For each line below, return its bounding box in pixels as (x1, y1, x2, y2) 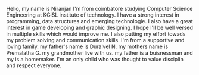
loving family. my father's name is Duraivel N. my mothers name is (6, 43, 169, 50)
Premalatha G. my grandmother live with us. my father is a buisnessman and (6, 49, 193, 56)
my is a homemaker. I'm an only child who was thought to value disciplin (6, 56, 184, 62)
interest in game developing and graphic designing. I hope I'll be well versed (6, 24, 194, 31)
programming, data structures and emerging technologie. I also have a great (6, 18, 194, 24)
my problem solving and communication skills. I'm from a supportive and (6, 37, 185, 43)
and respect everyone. (6, 62, 62, 69)
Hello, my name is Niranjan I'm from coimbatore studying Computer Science (6, 5, 193, 12)
